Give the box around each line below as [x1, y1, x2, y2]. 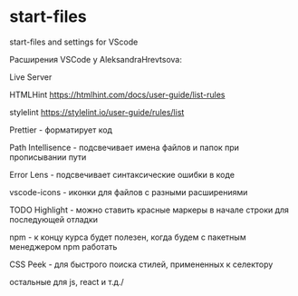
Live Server [9, 71, 53, 83]
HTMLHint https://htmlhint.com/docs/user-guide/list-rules [9, 89, 226, 100]
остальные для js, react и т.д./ [9, 276, 124, 287]
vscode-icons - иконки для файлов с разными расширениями [9, 186, 248, 197]
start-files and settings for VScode [9, 36, 139, 47]
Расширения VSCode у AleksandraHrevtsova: [9, 54, 183, 64]
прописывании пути [9, 152, 87, 163]
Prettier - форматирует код [9, 124, 113, 135]
